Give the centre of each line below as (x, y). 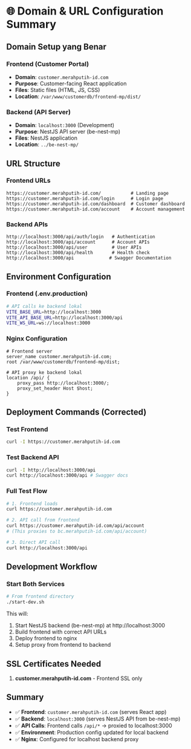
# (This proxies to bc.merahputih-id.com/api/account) (77, 531)
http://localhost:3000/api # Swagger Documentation (89, 258)
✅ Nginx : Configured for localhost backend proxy (77, 739)
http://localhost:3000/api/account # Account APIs (78, 242)
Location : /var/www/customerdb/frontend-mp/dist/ (78, 96)
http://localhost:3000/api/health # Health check (78, 253)
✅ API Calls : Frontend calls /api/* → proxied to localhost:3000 (93, 725)
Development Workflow (52, 567)
